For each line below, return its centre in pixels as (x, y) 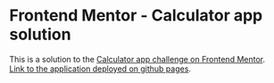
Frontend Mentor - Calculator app (136, 16)
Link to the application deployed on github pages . (100, 69)
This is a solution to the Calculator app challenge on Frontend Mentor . (137, 59)
